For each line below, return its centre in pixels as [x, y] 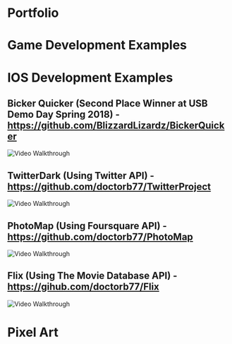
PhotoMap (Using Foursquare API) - [87, 226]
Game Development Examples [97, 45]
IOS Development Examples [90, 77]
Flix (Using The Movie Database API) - [92, 276]
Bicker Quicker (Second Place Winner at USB [108, 103]
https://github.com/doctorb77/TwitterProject [109, 186]
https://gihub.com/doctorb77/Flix [84, 287]
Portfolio [33, 13]
